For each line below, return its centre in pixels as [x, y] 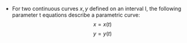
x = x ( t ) [103, 24]
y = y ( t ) [103, 33]
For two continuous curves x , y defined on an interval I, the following [97, 9]
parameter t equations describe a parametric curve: [76, 15]
